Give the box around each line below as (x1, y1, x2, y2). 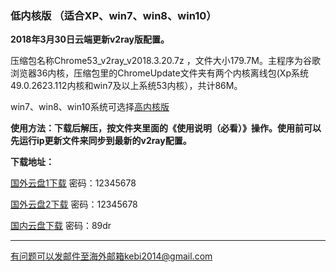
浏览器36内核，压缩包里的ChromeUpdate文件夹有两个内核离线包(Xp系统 (10, 67, 309, 79)
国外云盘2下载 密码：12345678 (10, 198, 138, 211)
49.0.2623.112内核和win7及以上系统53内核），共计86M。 (10, 80, 243, 92)
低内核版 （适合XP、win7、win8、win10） (10, 8, 217, 22)
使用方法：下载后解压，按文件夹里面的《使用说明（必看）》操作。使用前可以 (10, 122, 322, 134)
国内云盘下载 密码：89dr (10, 220, 112, 232)
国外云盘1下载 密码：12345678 (10, 177, 137, 189)
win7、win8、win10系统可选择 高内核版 (10, 101, 170, 113)
